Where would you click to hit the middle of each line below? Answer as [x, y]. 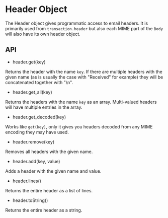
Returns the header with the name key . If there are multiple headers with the [84, 71]
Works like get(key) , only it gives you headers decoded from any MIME [79, 126]
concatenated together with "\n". [39, 82]
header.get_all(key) [32, 92]
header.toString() [30, 200]
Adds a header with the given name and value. [53, 171]
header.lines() [27, 181]
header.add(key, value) [36, 161]
